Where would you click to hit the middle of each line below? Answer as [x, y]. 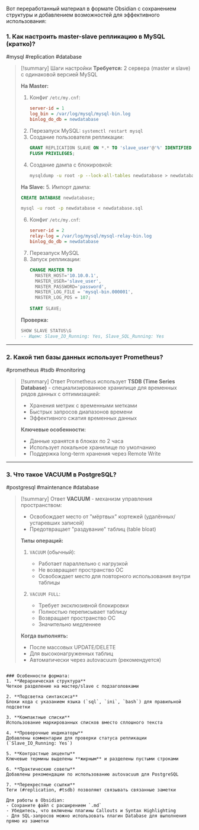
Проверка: [34, 320]
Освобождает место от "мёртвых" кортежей [86, 517]
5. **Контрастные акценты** [41, 754]
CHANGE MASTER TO [51, 270]
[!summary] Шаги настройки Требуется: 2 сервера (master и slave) [105, 68]
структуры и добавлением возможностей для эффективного [83, 15]
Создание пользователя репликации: [77, 137]
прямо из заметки [28, 821]
